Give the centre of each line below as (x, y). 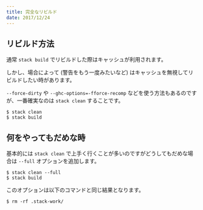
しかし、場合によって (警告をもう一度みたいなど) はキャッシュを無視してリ (100, 72)
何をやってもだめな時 (46, 138)
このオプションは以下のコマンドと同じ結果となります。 (75, 190)
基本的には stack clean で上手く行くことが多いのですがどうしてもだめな (97, 153)
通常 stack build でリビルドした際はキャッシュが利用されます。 (87, 60)
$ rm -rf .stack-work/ (35, 201)
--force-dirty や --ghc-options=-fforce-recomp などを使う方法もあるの (96, 93)
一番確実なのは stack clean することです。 (70, 100)
